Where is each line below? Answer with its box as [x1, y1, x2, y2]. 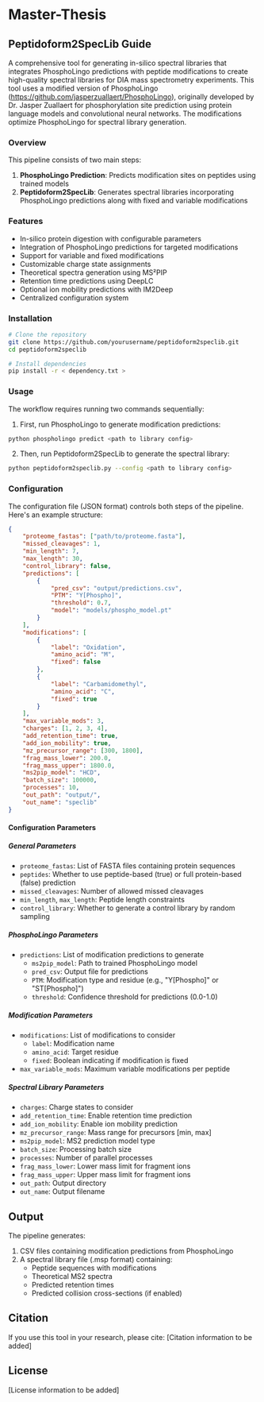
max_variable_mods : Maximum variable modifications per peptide [19, 1064, 231, 1074]
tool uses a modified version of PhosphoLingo [8, 83, 159, 93]
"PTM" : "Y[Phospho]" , [50, 592, 123, 600]
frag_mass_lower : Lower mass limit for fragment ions [19, 1161, 191, 1171]
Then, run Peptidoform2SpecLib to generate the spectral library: [19, 449, 230, 458]
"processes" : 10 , [22, 784, 80, 792]
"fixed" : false [50, 658, 101, 666]
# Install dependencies [8, 360, 87, 368]
